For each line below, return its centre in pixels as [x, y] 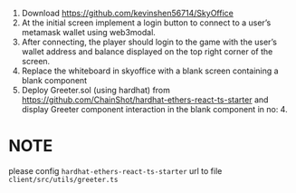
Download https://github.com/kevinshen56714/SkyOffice [128, 13]
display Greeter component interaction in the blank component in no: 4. [154, 109]
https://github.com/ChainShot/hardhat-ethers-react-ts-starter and [145, 100]
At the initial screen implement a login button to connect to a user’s [146, 23]
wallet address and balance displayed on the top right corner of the [147, 52]
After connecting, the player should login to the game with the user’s [149, 42]
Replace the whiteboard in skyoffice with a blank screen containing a [150, 71]
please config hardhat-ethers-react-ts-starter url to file [115, 170]
